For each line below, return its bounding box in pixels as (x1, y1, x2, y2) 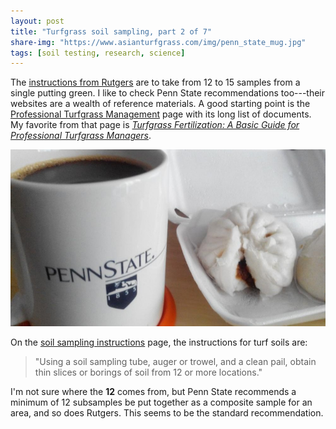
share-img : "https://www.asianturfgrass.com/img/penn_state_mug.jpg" (10, 37, 307, 47)
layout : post (10, 16, 65, 26)
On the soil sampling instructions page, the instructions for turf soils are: (10, 336, 308, 349)
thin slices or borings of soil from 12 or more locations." (34, 366, 263, 379)
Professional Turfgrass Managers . (10, 130, 152, 142)
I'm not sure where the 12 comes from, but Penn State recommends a (10, 386, 297, 398)
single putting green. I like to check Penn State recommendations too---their (10, 87, 326, 99)
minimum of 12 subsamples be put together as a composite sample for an (10, 396, 313, 409)
